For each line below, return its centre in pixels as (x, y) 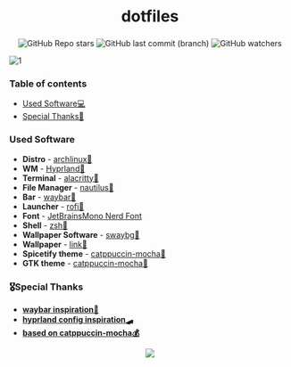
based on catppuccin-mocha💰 (81, 333)
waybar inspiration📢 (61, 310)
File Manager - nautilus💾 (68, 187)
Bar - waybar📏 (49, 197)
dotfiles (150, 16)
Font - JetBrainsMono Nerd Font (82, 216)
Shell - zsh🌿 (45, 225)
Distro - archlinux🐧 (57, 159)
